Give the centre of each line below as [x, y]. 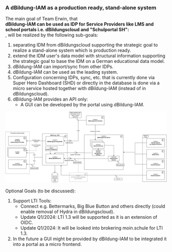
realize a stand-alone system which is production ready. [72, 51]
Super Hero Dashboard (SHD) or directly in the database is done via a [86, 83]
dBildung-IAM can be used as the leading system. [65, 72]
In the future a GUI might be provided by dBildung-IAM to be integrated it [90, 239]
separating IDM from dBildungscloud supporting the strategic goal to [85, 45]
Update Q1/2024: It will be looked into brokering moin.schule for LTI [91, 228]
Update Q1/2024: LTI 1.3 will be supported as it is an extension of [89, 217]
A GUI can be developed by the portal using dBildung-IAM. [82, 105]
